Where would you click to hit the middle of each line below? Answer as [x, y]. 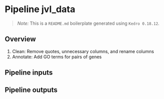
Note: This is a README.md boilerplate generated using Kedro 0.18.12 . [88, 23]
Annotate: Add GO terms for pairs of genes [57, 57]
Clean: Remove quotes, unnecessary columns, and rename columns [83, 51]
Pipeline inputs [29, 72]
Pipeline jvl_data [40, 9]
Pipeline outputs [31, 90]
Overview [20, 39]
